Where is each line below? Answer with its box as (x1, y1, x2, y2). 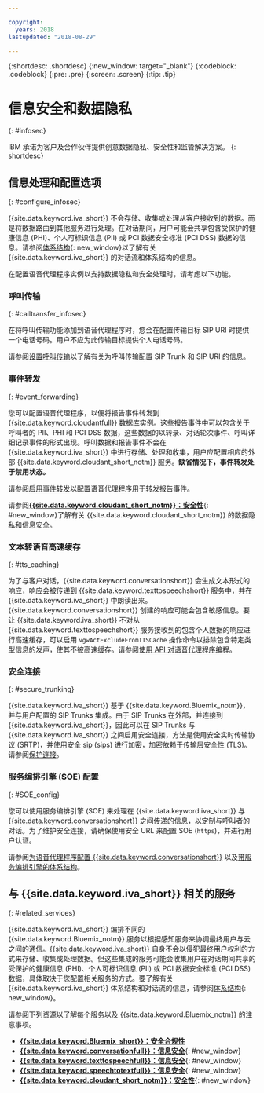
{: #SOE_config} (8, 790, 60, 799)
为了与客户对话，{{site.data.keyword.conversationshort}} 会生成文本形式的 (8, 576, 251, 586)
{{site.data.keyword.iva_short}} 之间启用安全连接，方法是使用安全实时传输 (8, 730, 249, 740)
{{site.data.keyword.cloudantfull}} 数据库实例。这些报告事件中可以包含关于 (8, 418, 250, 427)
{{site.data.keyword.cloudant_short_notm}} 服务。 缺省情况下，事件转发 (16, 457, 247, 466)
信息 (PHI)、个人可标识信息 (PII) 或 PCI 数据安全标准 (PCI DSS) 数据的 (14, 233, 240, 243)
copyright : (8, 18, 44, 26)
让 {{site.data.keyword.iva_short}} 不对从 (8, 616, 141, 625)
